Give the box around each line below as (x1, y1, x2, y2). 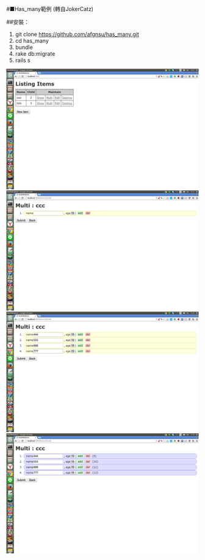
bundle (15, 43, 34, 51)
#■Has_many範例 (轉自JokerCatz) (6, 6, 93, 12)
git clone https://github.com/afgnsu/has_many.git (15, 31, 139, 38)
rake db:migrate (15, 50, 56, 57)
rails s (15, 57, 31, 64)
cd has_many (15, 37, 49, 44)
